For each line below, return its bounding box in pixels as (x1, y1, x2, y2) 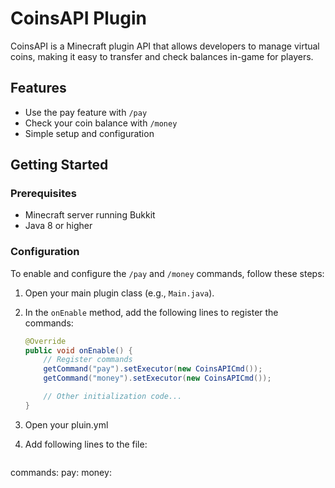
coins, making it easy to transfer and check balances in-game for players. (10, 50, 314, 62)
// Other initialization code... (43, 392, 183, 402)
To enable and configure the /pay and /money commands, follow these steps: (10, 267, 325, 279)
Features (10, 80, 67, 97)
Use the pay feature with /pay (24, 106, 148, 118)
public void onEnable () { (24, 345, 133, 356)
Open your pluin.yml (24, 418, 109, 431)
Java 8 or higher (24, 220, 93, 232)
